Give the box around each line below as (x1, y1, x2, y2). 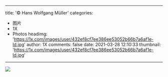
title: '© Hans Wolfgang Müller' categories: (5, 10, 93, 15)
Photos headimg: (12, 31, 47, 37)
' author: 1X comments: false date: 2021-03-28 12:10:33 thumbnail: (24, 42, 161, 47)
